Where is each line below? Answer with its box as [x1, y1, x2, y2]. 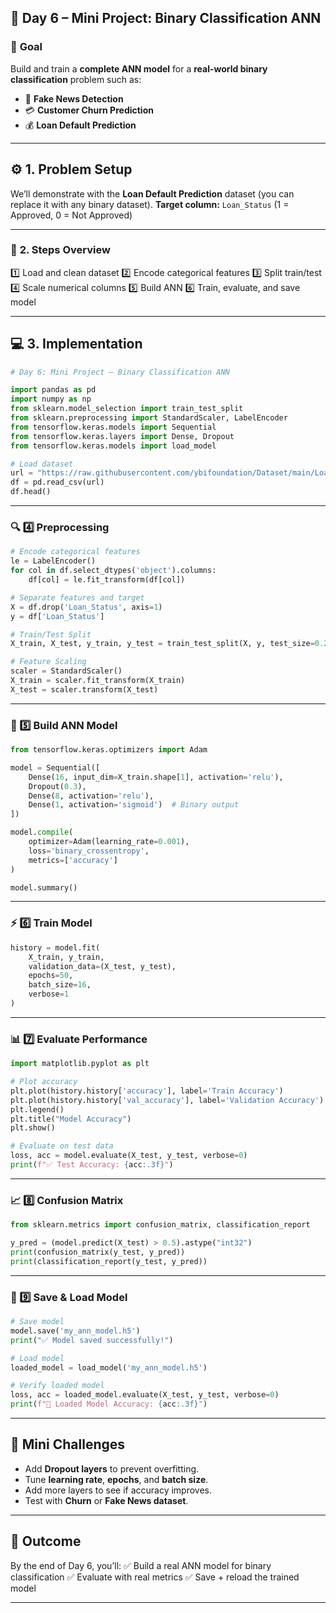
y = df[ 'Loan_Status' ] [10, 611, 105, 621]
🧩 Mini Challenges [10, 1436, 126, 1453]
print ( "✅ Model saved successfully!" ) [10, 1335, 174, 1345]
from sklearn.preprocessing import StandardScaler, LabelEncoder [10, 413, 288, 423]
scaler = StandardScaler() [10, 666, 123, 676]
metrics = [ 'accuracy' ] [28, 855, 118, 865]
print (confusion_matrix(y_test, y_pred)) [10, 1247, 186, 1257]
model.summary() [10, 882, 78, 893]
